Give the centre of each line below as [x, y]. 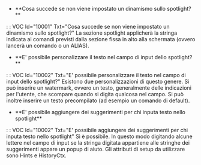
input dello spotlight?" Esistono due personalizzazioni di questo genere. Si [98, 81]
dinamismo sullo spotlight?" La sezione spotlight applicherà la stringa [92, 33]
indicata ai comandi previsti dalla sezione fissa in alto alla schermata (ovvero [101, 39]
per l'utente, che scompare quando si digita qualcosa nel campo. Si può [95, 94]
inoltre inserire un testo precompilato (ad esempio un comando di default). [98, 100]
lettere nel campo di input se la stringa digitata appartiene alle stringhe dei [98, 143]
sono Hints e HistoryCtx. [37, 155]
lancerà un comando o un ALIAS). [48, 45]
